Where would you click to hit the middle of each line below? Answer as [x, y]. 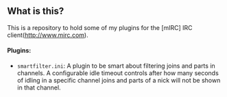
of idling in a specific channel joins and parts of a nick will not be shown [119, 81]
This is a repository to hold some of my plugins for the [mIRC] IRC [100, 27]
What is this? [36, 11]
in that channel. [39, 87]
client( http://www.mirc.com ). [48, 35]
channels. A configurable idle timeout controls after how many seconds [118, 73]
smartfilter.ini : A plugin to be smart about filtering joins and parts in [116, 66]
